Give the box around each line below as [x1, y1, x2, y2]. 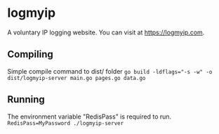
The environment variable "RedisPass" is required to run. [7, 112, 172, 121]
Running [7, 93, 46, 106]
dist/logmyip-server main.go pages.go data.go [7, 74, 146, 81]
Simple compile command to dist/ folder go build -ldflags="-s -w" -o [7, 67, 213, 75]
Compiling [7, 48, 54, 60]
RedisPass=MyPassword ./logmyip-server [7, 119, 124, 127]
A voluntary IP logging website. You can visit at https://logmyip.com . [7, 28, 205, 36]
